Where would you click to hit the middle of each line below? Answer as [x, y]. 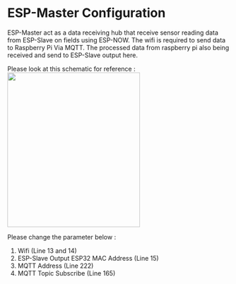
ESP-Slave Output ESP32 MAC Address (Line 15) [88, 258]
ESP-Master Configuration [87, 13]
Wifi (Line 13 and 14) [47, 250]
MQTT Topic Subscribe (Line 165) [66, 273]
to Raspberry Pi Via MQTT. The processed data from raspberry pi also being [118, 47]
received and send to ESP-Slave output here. [72, 55]
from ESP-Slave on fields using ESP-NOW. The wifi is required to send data [117, 40]
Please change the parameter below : [62, 237]
